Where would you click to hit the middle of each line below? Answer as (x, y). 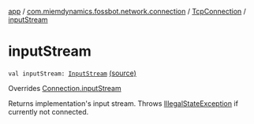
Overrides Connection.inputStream (65, 88)
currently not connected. (49, 111)
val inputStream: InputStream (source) (72, 73)
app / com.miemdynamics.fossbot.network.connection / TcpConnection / (127, 11)
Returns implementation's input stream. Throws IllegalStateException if (123, 103)
